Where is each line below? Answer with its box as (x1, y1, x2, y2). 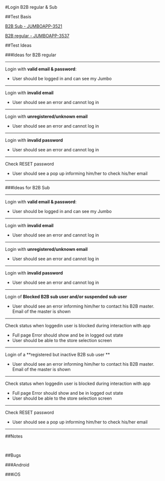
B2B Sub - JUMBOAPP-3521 (5, 23, 62, 29)
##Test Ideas (5, 42, 32, 48)
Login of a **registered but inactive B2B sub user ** (5, 352, 110, 357)
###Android (5, 462, 29, 468)
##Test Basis (5, 14, 31, 19)
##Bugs (5, 452, 21, 458)
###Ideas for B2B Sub (5, 185, 50, 190)
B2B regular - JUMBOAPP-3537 (5, 33, 70, 38)
